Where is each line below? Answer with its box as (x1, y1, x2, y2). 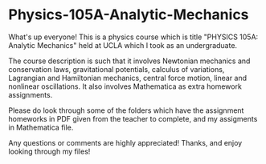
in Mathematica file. (8, 122, 74, 132)
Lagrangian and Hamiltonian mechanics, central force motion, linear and (8, 73, 248, 82)
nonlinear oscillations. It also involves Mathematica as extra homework (8, 82, 243, 91)
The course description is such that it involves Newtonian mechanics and (8, 56, 251, 66)
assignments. (8, 90, 53, 99)
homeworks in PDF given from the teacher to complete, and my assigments (8, 114, 258, 123)
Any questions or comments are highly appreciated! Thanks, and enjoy (8, 138, 243, 147)
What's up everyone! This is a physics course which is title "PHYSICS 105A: (8, 32, 259, 42)
